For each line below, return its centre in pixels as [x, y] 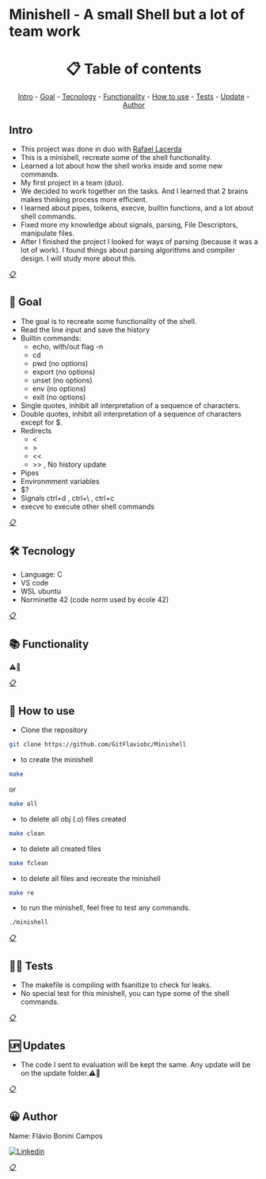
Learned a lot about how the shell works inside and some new [121, 166]
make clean [27, 834]
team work [45, 31]
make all [23, 803]
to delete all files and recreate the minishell [90, 878]
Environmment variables [60, 481]
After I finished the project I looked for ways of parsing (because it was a [139, 241]
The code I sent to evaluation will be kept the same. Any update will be [135, 1064]
